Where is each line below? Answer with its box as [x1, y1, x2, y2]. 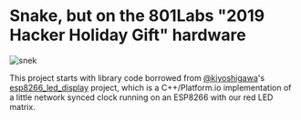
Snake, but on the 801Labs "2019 [9, 5, 265, 26]
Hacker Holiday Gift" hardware [9, 25, 246, 45]
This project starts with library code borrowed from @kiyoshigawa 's [9, 72, 265, 83]
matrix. [9, 101, 36, 112]
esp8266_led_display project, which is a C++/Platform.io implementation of [9, 82, 292, 93]
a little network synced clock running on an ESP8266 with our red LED [9, 92, 274, 103]
